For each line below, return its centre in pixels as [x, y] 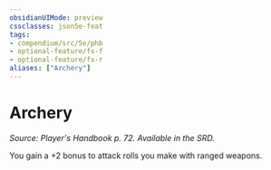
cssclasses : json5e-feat [56, 26]
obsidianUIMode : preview [56, 18]
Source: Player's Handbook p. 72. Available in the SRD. [112, 137]
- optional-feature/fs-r [56, 60]
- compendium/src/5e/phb [56, 43]
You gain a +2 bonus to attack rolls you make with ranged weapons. [136, 156]
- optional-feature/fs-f [56, 52]
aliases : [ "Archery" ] [50, 69]
